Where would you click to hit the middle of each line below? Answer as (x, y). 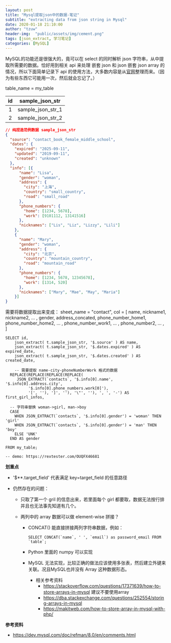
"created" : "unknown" (37, 158)
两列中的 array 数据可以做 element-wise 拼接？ (70, 517)
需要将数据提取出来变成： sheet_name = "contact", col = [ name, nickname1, (86, 312)
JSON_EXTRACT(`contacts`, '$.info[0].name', (65, 379)
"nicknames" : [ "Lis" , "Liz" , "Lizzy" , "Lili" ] (69, 225)
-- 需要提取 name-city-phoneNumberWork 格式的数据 (66, 370)
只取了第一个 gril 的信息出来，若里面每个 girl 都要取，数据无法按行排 (92, 499)
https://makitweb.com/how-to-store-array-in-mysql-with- (104, 609)
